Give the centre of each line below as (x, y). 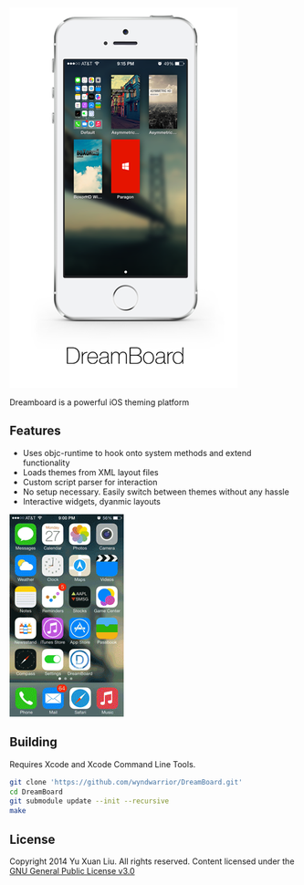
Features (35, 431)
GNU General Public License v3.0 (72, 870)
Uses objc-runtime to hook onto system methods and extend (137, 453)
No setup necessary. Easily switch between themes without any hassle (156, 492)
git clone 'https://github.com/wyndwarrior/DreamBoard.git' (126, 782)
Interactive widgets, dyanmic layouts (92, 501)
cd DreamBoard (37, 792)
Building (33, 742)
